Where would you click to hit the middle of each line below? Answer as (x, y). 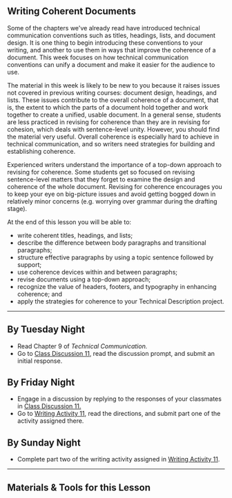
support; (29, 264)
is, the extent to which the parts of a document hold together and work (108, 107)
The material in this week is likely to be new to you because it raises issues (114, 85)
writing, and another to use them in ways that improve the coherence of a (112, 50)
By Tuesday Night (46, 329)
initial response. (40, 361)
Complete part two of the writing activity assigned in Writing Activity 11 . (118, 459)
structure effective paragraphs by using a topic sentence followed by (115, 257)
